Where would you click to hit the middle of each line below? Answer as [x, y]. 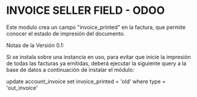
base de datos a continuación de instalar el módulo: [70, 69]
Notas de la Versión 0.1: [35, 45]
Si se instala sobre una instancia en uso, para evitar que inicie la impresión [98, 57]
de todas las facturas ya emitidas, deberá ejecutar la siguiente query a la [96, 63]
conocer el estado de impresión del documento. [66, 33]
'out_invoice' [22, 87]
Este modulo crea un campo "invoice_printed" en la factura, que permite [96, 27]
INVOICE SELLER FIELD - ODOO [86, 11]
